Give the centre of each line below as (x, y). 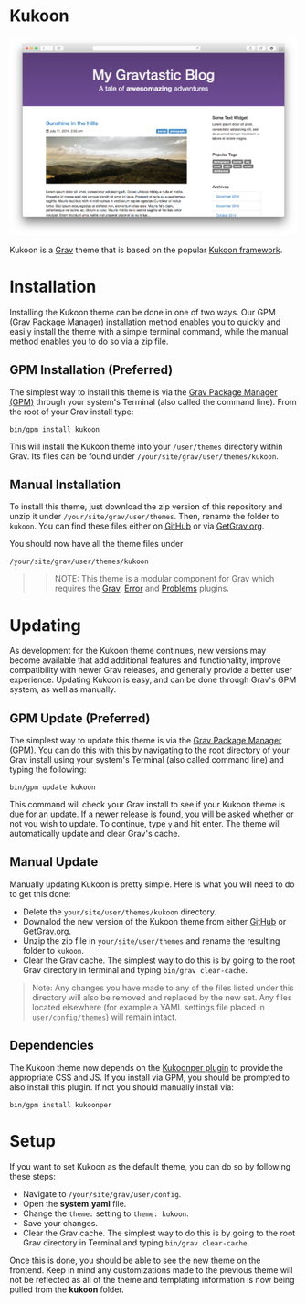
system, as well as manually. (63, 689)
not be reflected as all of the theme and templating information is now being (152, 1279)
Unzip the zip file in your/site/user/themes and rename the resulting (151, 941)
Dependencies (52, 1046)
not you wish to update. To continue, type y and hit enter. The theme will (145, 824)
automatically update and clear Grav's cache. (95, 834)
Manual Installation (65, 484)
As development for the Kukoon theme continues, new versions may (138, 651)
